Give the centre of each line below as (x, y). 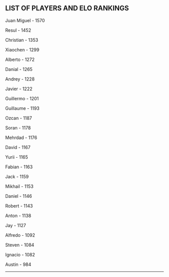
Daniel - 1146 (19, 196)
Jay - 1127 (16, 225)
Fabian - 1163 (19, 167)
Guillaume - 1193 (22, 108)
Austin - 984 (18, 264)
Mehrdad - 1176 (21, 137)
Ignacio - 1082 (20, 254)
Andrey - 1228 (20, 79)
